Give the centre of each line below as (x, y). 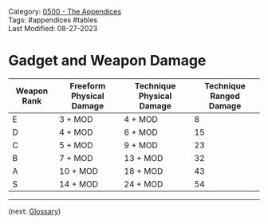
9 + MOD (141, 145)
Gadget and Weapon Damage (107, 61)
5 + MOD (76, 145)
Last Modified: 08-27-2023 (53, 28)
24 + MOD (144, 184)
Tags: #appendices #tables (53, 20)
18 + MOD (144, 171)
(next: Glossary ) (35, 211)
